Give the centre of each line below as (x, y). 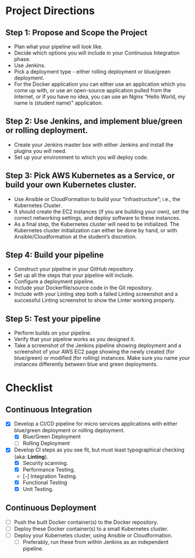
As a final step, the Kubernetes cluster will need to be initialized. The (97, 224)
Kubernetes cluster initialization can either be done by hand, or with (95, 230)
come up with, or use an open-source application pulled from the (92, 90)
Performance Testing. (49, 469)
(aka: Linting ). (31, 456)
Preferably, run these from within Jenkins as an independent (95, 542)
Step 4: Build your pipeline (55, 255)
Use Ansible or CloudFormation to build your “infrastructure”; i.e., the (97, 199)
